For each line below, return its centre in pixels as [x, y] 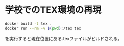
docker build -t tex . [29, 23]
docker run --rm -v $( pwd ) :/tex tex [43, 28]
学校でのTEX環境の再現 [53, 10]
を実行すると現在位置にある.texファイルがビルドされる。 [63, 38]
